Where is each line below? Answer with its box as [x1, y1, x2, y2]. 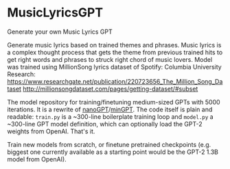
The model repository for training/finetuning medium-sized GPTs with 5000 [7, 98, 221, 106]
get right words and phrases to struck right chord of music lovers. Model [7, 55, 213, 63]
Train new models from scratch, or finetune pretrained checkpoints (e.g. [7, 140, 211, 148]
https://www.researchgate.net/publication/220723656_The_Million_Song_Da [7, 77, 223, 85]
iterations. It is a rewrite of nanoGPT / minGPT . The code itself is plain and [7, 105, 213, 113]
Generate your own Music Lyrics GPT [7, 27, 113, 36]
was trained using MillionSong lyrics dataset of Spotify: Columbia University [7, 63, 222, 71]
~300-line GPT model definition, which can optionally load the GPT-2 [7, 120, 203, 128]
